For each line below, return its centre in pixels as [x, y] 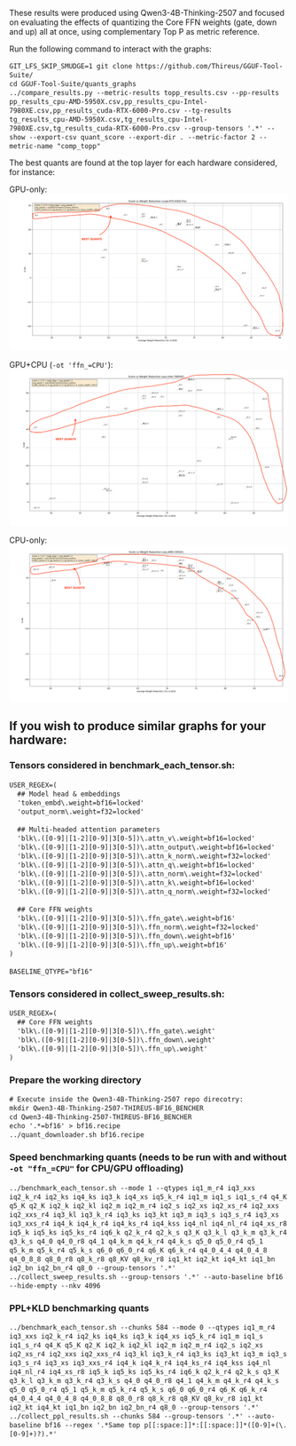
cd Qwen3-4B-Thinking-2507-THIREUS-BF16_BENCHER [101, 1117]
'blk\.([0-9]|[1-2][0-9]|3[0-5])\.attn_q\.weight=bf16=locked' [136, 865]
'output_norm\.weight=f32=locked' [81, 812]
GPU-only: [28, 189]
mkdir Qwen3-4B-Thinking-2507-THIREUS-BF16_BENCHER [106, 1108]
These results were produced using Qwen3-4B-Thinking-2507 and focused [147, 13]
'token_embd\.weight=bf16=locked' [81, 803]
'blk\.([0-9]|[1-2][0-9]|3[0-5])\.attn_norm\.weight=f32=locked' [140, 874]
